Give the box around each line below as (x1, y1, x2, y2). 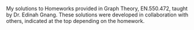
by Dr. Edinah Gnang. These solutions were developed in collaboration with (6, 11, 189, 18)
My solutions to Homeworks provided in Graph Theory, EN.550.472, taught (6, 5, 188, 12)
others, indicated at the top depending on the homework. (6, 18, 145, 24)
